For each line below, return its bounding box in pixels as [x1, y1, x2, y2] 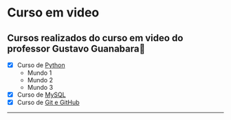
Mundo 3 [27, 84, 54, 92]
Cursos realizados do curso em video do [7, 32, 184, 44]
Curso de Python [16, 61, 65, 69]
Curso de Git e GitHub [16, 98, 80, 107]
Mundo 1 [27, 69, 52, 77]
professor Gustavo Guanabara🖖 [7, 43, 146, 54]
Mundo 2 [27, 76, 54, 84]
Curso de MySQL [16, 91, 67, 99]
